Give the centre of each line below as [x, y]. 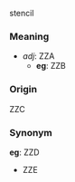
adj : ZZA [38, 56]
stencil [22, 13]
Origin [23, 90]
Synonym [31, 132]
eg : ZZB [51, 66]
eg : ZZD [24, 152]
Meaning [29, 36]
